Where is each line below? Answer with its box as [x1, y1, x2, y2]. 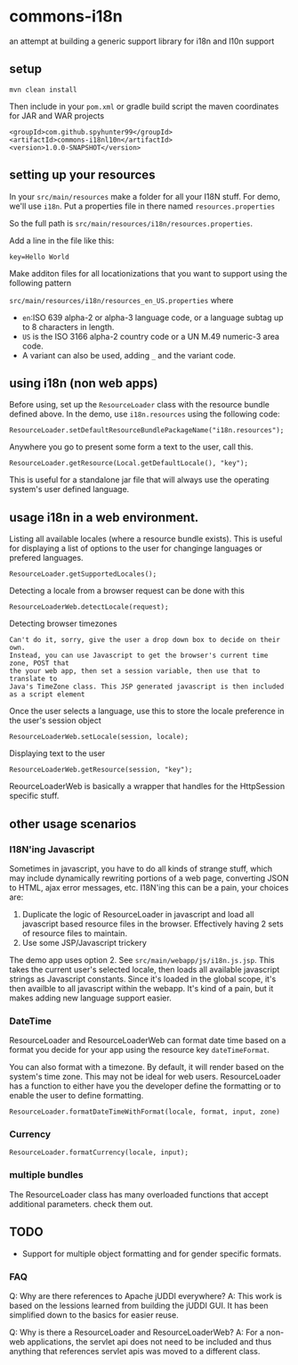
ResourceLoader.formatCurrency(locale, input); [9, 1148, 189, 1157]
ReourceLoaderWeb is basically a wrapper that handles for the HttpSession [9, 781, 286, 792]
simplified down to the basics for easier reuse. [9, 1309, 180, 1320]
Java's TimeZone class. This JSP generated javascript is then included [9, 682, 285, 692]
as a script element [9, 690, 86, 699]
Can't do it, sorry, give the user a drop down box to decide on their [9, 636, 280, 645]
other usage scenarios [9, 816, 137, 831]
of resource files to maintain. [21, 927, 127, 938]
